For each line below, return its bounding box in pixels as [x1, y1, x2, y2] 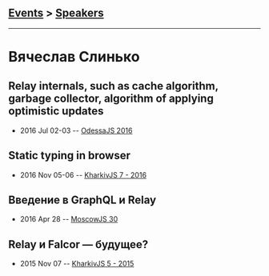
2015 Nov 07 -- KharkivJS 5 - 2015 [19, 259, 134, 269]
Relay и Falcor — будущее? [8, 238, 149, 251]
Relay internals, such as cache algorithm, [8, 79, 219, 93]
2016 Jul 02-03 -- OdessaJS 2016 [19, 126, 133, 135]
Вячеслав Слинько [8, 48, 140, 66]
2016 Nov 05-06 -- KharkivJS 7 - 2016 [19, 170, 147, 179]
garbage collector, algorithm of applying [8, 92, 214, 106]
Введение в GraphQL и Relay [8, 194, 157, 207]
